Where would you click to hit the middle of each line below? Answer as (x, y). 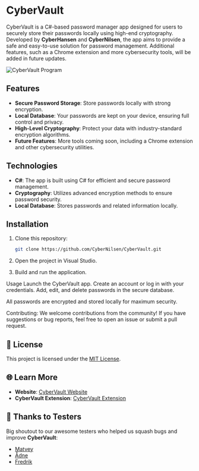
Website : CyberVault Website (51, 392)
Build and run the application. (51, 272)
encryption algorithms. (42, 134)
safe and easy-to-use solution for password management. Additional (90, 46)
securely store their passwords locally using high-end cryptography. (90, 33)
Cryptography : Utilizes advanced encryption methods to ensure (93, 193)
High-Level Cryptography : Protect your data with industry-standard (98, 128)
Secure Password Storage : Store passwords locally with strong (93, 103)
